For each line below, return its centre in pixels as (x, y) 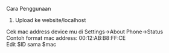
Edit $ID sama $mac (31, 44)
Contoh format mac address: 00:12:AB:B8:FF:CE (66, 38)
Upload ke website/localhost (50, 20)
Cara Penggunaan (29, 9)
